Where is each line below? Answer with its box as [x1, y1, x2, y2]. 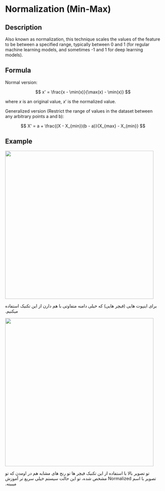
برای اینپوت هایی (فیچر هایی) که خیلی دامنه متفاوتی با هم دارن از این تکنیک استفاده [5, 303, 157, 309]
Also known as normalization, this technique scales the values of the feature [5, 36, 161, 42]
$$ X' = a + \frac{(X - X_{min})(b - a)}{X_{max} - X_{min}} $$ [20, 123, 146, 129]
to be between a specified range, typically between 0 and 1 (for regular [5, 41, 150, 47]
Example [5, 137, 33, 146]
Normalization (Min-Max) [5, 3, 111, 15]
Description [5, 23, 42, 32]
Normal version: [5, 79, 38, 85]
